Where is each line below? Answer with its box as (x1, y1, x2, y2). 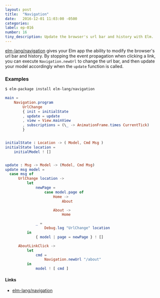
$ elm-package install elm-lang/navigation (5, 86, 95, 92)
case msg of (9, 171, 34, 176)
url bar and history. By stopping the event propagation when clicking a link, (5, 53, 156, 59)
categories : (5, 21, 29, 26)
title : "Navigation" (5, 12, 49, 17)
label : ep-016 (5, 25, 34, 30)
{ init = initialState (22, 109, 69, 114)
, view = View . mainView (22, 118, 71, 123)
